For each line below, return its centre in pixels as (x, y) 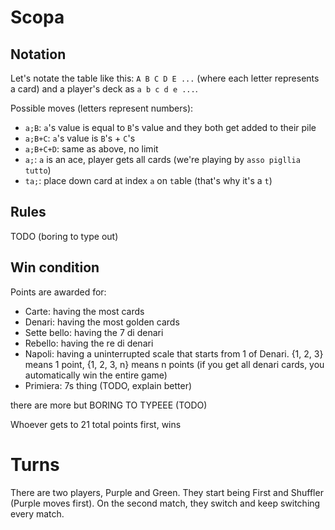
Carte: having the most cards (84, 311)
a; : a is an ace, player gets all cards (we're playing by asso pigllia (162, 159)
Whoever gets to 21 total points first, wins (96, 424)
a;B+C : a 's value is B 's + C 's (80, 138)
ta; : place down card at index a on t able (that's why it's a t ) (148, 180)
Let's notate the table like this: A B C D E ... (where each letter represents (165, 78)
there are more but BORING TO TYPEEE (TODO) (109, 405)
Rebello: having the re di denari (89, 343)
